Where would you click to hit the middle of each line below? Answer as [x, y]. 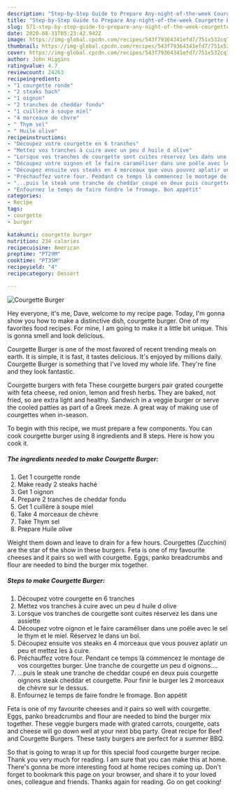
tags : [15, 209]
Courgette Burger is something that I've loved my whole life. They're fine [112, 364]
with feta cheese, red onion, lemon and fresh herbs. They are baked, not [112, 392]
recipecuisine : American [43, 248]
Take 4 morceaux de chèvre [58, 514]
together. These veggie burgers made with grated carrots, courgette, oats [114, 723]
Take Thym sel [38, 521]
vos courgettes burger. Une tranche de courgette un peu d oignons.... [117, 665]
